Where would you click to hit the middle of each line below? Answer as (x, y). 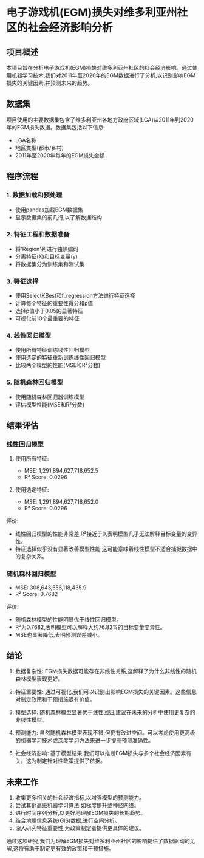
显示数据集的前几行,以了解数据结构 (58, 217)
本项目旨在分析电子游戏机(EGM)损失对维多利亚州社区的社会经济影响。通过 (99, 68)
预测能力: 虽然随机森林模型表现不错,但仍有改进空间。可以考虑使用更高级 (105, 733)
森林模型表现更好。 (39, 679)
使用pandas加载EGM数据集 (49, 210)
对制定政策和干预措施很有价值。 (55, 699)
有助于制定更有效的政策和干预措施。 (69, 849)
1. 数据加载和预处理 (34, 195)
